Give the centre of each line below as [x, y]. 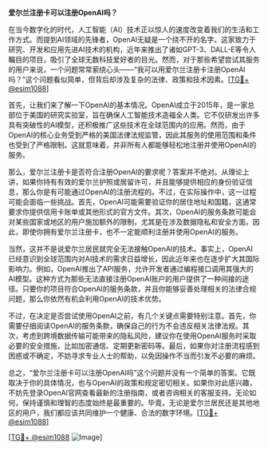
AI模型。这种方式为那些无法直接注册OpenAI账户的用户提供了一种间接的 [125, 279]
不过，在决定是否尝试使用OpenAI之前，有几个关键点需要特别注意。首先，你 [132, 316]
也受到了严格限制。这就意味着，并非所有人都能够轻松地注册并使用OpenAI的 [132, 145]
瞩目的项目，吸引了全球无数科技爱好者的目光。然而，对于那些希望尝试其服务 [134, 60]
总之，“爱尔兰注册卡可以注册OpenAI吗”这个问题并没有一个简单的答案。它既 [132, 372]
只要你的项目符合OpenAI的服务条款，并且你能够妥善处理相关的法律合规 [139, 289]
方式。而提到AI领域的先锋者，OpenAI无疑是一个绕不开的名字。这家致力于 [136, 40]
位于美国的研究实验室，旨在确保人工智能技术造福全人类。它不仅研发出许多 [137, 115]
